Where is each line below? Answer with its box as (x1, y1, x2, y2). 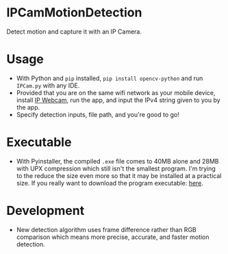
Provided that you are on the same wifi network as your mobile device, (16, 88, 216, 97)
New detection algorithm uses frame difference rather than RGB (16, 225, 197, 233)
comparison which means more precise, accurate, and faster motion (16, 233, 210, 241)
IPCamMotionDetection (6, 5, 142, 21)
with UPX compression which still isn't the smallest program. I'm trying (16, 164, 216, 173)
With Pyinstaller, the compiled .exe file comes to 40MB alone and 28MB (16, 157, 219, 165)
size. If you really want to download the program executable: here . (16, 179, 203, 187)
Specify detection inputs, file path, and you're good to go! (16, 110, 179, 118)
